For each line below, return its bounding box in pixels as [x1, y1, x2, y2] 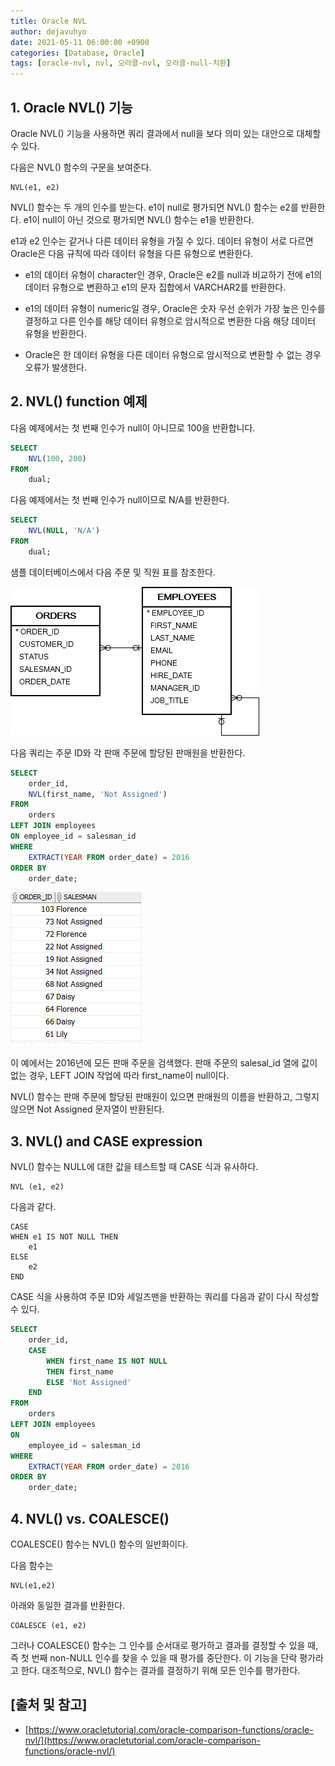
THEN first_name [46, 1366, 114, 1377]
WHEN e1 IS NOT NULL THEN [10, 1232, 118, 1242]
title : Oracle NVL [10, 16, 87, 26]
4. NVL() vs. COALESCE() [10, 1510, 170, 1527]
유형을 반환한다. [24, 327, 87, 339]
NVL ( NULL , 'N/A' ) [28, 526, 101, 536]
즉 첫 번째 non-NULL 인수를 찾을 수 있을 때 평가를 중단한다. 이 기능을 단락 [10, 1652, 298, 1664]
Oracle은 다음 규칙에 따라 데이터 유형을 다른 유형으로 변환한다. [10, 247, 254, 259]
